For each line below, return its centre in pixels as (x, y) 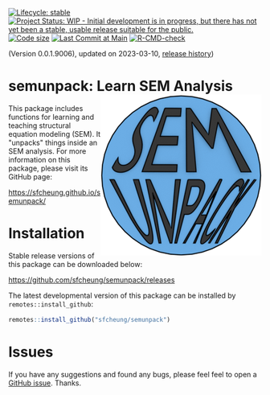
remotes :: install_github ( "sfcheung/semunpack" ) (90, 319)
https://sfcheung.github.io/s (55, 192)
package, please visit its (48, 168)
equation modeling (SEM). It (55, 134)
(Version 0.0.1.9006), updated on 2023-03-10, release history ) (111, 53)
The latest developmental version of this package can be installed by (122, 295)
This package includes (46, 108)
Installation (47, 234)
